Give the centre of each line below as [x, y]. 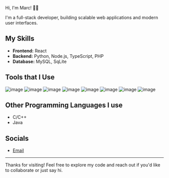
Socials [17, 138]
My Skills [20, 38]
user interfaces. [22, 23]
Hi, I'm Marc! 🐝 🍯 [22, 8]
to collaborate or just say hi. [34, 170]
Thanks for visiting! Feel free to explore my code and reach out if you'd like [83, 165]
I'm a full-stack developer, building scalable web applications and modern [82, 17]
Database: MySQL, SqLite [39, 61]
